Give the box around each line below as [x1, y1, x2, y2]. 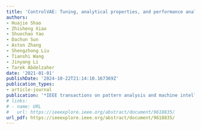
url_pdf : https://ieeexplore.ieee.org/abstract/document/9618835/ [6, 114, 175, 120]
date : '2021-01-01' [6, 70, 55, 76]
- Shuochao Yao [6, 31, 44, 37]
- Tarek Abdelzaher [6, 64, 55, 71]
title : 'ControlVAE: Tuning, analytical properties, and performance [6, 8, 184, 15]
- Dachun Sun [6, 37, 39, 43]
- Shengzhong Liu [6, 48, 50, 54]
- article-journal [6, 87, 52, 93]
